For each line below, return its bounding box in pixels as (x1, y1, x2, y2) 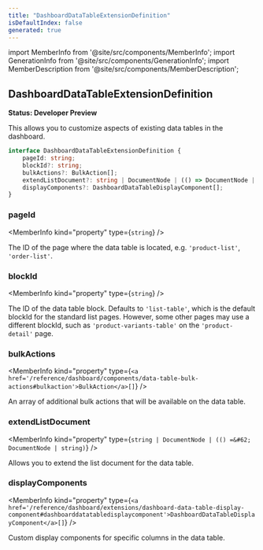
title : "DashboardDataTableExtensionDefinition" (8, 11, 171, 20)
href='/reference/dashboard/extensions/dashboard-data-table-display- (8, 504, 245, 511)
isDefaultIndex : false (8, 19, 83, 27)
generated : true (8, 26, 61, 34)
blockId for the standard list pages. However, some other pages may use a (8, 312, 250, 321)
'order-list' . (8, 251, 53, 260)
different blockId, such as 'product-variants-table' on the (8, 320, 200, 330)
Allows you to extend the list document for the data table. (8, 458, 194, 467)
